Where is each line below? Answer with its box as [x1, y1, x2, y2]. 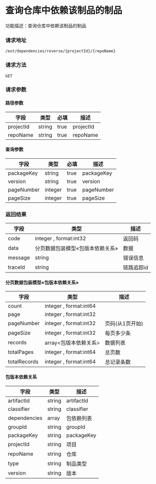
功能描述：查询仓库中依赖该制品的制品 [5, 23, 86, 29]
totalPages [8, 349, 34, 356]
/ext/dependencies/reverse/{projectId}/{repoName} [5, 49, 116, 54]
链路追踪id [123, 264, 148, 271]
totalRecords [8, 358, 38, 365]
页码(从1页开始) [105, 320, 144, 327]
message [8, 254, 30, 261]
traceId [8, 264, 25, 271]
